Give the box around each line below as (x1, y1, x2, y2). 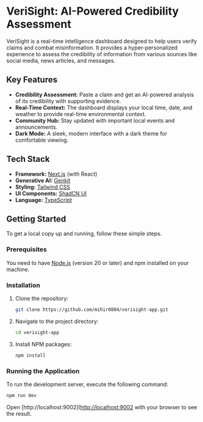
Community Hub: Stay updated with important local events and (15, 117, 175, 124)
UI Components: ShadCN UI (15, 189, 87, 197)
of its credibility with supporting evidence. (15, 97, 121, 104)
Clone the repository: (15, 294, 69, 302)
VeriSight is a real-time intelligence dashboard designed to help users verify (6, 37, 197, 45)
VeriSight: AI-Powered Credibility (6, 4, 179, 18)
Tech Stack (6, 154, 50, 164)
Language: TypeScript (15, 196, 72, 203)
